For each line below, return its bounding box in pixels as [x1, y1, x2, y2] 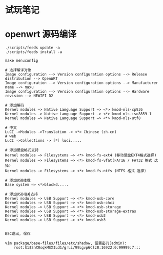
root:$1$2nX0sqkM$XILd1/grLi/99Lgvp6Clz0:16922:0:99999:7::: [14, 245, 141, 250]
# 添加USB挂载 [5, 178, 31, 183]
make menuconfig [5, 58, 38, 63]
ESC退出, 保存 [5, 231, 31, 236]
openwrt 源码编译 [5, 29, 77, 40]
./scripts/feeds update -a [5, 45, 60, 51]
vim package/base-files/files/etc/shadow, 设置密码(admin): [5, 241, 127, 246]
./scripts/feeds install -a [5, 50, 62, 54]
